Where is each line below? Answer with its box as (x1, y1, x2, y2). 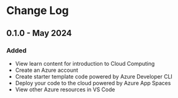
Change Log (6, 4, 69, 18)
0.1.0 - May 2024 (6, 28, 72, 38)
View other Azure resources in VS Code (15, 86, 115, 93)
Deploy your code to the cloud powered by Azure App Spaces (15, 79, 171, 86)
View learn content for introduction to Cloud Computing (15, 60, 155, 67)
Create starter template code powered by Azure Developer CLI (15, 72, 173, 80)
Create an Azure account (15, 66, 79, 74)
